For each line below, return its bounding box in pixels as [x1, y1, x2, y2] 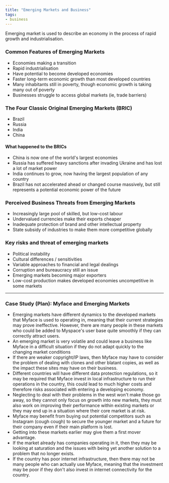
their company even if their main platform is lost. [12, 424, 113, 430]
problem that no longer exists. [12, 451, 75, 457]
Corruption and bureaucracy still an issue [12, 267, 98, 273]
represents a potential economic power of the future [12, 187, 121, 193]
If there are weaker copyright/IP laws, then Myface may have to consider [12, 354, 164, 360]
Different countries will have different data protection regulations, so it [12, 370, 158, 376]
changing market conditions [12, 349, 71, 355]
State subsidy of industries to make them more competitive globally [12, 227, 152, 233]
